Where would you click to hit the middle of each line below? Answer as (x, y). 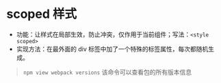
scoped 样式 (41, 14)
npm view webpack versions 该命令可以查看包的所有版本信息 (107, 72)
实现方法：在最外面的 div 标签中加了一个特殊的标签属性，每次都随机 (112, 49)
